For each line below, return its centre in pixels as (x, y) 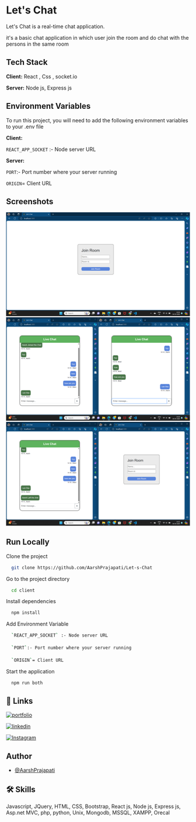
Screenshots (30, 202)
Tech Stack (27, 62)
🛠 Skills (21, 790)
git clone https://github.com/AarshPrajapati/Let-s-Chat (82, 568)
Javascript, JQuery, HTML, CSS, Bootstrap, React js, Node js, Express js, (93, 806)
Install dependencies (31, 601)
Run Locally (28, 542)
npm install (26, 613)
